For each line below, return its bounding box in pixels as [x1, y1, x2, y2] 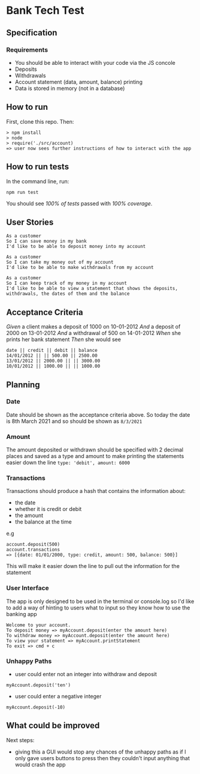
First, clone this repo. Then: [6, 118, 74, 125]
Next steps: [6, 736, 35, 743]
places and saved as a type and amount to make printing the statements [6, 453, 184, 460]
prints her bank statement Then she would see [6, 336, 122, 343]
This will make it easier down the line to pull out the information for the [6, 563, 180, 570]
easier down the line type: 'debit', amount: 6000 [6, 459, 131, 466]
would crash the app [14, 761, 66, 768]
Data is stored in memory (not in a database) [14, 85, 125, 92]
